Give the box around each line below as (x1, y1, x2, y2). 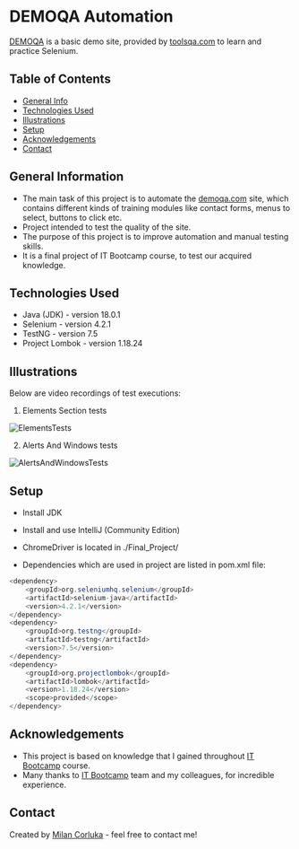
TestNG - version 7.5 (21, 328, 98, 339)
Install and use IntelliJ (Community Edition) (21, 525, 181, 535)
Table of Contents (9, 72, 112, 87)
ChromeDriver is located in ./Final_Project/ (21, 542, 179, 553)
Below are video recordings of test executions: (9, 388, 182, 398)
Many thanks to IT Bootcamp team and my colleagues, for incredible (21, 769, 275, 780)
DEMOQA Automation (9, 6, 174, 27)
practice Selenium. (9, 45, 79, 56)
